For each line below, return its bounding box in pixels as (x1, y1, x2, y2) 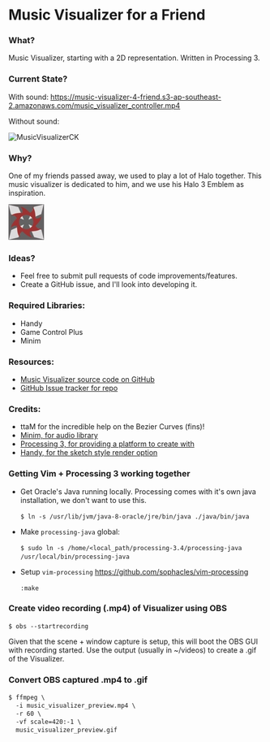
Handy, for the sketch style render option (19, 448, 158, 458)
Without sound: (8, 116, 60, 126)
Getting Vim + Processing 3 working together (8, 468, 191, 479)
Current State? (8, 73, 68, 85)
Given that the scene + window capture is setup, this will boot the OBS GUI (8, 636, 258, 646)
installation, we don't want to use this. (19, 495, 148, 505)
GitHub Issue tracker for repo (19, 383, 118, 393)
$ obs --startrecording (8, 622, 89, 631)
